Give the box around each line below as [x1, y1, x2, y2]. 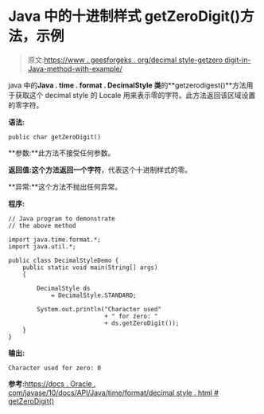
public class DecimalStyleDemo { [8, 256, 119, 264]
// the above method [8, 221, 77, 229]
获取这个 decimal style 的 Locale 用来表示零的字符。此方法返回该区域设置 [14, 90, 256, 100]
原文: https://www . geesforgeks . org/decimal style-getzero [27, 55, 223, 64]
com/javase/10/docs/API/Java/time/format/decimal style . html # [8, 388, 219, 397]
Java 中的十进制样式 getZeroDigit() [8, 7, 241, 25]
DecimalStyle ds [37, 284, 91, 292]
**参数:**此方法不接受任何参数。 [8, 148, 115, 158]
